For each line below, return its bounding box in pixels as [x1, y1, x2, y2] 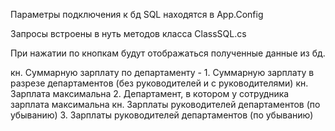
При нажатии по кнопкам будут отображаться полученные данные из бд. [10, 47, 326, 59]
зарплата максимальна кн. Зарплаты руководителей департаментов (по [10, 99, 321, 110]
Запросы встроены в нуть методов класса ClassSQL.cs [10, 28, 247, 39]
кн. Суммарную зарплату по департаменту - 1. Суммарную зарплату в [10, 67, 315, 78]
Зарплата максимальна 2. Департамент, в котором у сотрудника [10, 88, 290, 99]
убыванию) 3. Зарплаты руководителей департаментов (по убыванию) [10, 109, 314, 121]
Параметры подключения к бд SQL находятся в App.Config [10, 9, 264, 20]
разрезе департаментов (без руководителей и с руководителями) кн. [10, 77, 309, 89]
